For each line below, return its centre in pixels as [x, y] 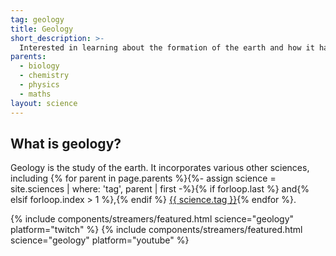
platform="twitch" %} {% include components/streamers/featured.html [156, 230]
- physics [39, 85]
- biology [39, 66]
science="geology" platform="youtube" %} [100, 240]
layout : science [44, 103]
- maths [35, 94]
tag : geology [37, 19]
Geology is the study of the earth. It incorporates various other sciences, [160, 168]
